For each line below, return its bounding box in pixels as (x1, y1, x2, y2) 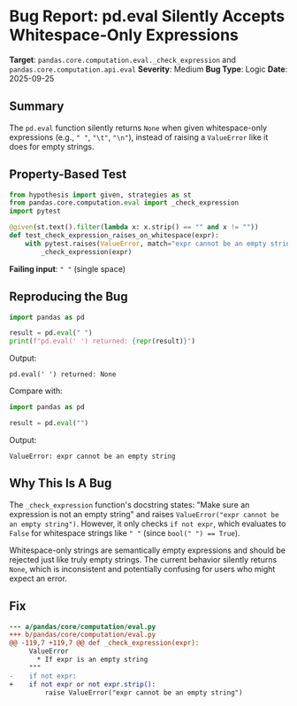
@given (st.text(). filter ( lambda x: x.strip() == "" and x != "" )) (9, 223, 259, 232)
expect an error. (9, 573, 68, 584)
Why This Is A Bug (9, 476, 112, 491)
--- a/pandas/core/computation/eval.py (9, 622, 156, 631)
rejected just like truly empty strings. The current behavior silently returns (9, 554, 278, 564)
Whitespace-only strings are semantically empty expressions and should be (9, 545, 286, 555)
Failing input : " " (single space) (9, 263, 126, 274)
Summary (9, 99, 65, 114)
